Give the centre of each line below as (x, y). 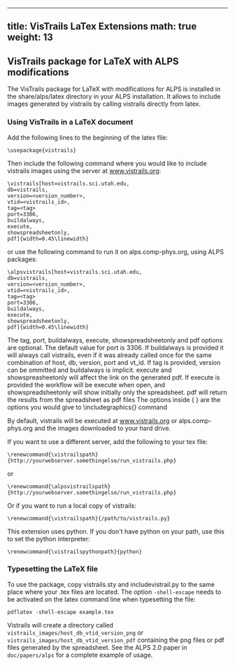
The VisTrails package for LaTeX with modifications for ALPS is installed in (114, 89)
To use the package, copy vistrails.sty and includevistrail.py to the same (111, 584)
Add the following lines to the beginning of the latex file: (87, 137)
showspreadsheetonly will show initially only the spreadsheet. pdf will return (117, 392)
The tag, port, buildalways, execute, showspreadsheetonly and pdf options (115, 340)
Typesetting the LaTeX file (52, 569)
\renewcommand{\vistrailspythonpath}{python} (74, 551)
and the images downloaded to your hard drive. (102, 428)
